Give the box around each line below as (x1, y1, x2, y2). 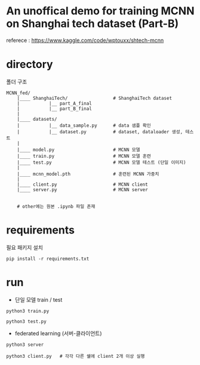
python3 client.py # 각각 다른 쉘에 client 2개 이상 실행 (6, 353, 145, 359)
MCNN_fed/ (6, 90, 31, 96)
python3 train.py (6, 308, 50, 314)
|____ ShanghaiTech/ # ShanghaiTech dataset (17, 95, 172, 101)
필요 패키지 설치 (6, 244, 44, 251)
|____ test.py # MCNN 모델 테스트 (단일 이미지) (17, 160, 186, 165)
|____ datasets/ (17, 116, 58, 122)
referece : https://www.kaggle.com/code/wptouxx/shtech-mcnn (6, 36, 164, 44)
